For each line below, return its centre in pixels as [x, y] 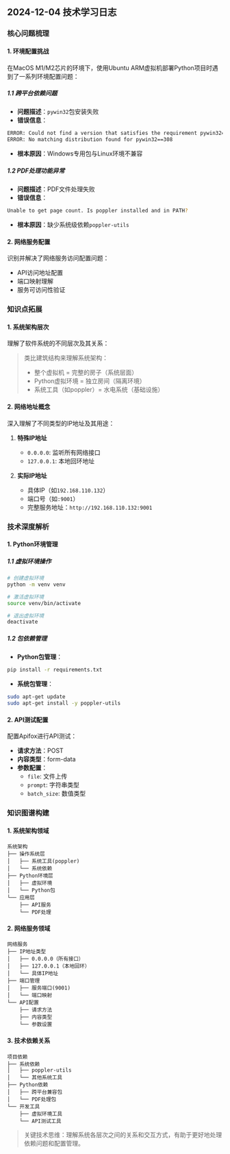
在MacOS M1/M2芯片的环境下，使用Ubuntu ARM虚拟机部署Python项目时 [110, 68]
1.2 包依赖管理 [27, 638]
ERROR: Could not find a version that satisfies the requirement [102, 133]
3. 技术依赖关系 [29, 1041]
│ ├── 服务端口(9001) [39, 988]
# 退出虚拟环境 [26, 615]
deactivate [23, 622]
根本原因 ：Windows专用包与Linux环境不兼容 [80, 154]
